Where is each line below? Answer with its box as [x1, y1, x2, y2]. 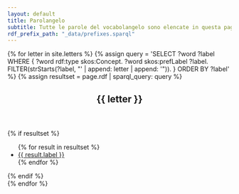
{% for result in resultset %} [17, 143, 100, 151]
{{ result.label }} [17, 150, 65, 158]
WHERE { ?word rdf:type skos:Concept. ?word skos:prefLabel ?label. [7, 58, 208, 66]
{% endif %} [7, 171, 44, 180]
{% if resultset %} [7, 129, 60, 137]
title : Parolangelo [7, 17, 65, 24]
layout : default [7, 10, 55, 18]
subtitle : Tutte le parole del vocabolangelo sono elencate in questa [7, 23, 221, 31]
